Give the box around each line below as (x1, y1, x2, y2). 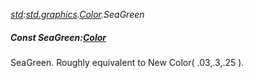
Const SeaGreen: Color (10, 31, 107, 43)
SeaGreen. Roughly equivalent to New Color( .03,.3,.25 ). (10, 56, 245, 68)
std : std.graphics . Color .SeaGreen (10, 9, 145, 20)
